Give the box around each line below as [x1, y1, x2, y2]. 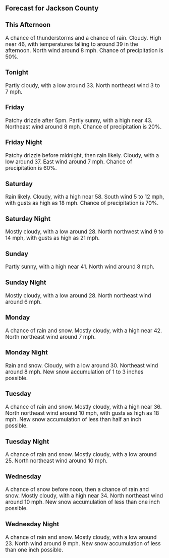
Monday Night [5, 348, 48, 357]
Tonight [5, 68, 29, 77]
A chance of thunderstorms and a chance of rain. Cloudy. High [5, 34, 161, 41]
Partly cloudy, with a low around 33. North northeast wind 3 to [5, 82, 160, 89]
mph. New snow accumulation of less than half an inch [5, 416, 142, 423]
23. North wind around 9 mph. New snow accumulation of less [5, 540, 161, 547]
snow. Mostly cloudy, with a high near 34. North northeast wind [5, 492, 163, 500]
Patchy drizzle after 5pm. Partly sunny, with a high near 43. [5, 117, 153, 124]
